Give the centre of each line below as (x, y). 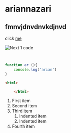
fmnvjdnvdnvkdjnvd (36, 27)
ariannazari (28, 9)
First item (21, 101)
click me (13, 38)
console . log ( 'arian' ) (35, 69)
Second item (24, 106)
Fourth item (23, 126)
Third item (22, 111)
